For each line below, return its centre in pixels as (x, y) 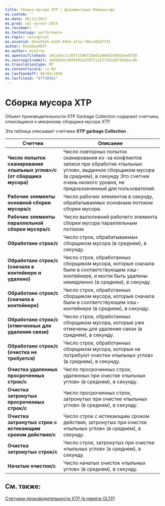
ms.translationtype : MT (29, 64)
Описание (110, 143)
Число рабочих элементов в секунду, (108, 196)
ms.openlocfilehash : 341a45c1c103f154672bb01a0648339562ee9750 (71, 55)
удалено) (19, 279)
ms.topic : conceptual (27, 37)
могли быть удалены (123, 276)
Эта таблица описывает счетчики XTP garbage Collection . (67, 131)
